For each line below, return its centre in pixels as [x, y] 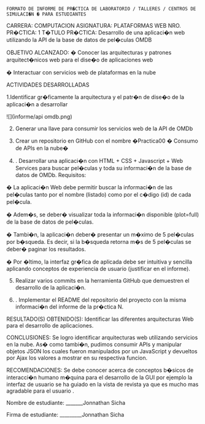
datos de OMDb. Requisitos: [51, 175]
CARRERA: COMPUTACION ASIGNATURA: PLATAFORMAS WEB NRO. [94, 26]
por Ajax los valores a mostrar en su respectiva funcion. [77, 358]
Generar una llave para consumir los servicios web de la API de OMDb [104, 128]
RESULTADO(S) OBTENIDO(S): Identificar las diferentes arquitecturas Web [100, 319]
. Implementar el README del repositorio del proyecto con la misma [101, 300]
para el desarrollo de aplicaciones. [50, 325]
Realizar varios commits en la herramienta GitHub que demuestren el [102, 281]
